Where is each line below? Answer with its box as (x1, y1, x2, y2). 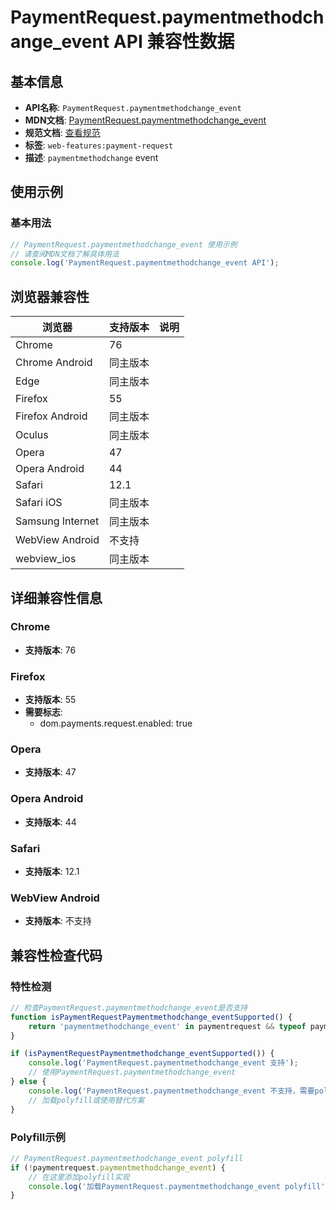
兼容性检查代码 (10, 947, 103, 964)
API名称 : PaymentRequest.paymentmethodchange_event (24, 102, 242, 113)
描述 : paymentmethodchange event (24, 152, 159, 163)
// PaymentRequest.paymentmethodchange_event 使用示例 (10, 239, 238, 250)
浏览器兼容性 (10, 288, 90, 305)
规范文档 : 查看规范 (24, 127, 101, 138)
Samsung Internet (15, 514, 100, 528)
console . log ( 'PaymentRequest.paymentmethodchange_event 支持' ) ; (28, 1058, 299, 1068)
